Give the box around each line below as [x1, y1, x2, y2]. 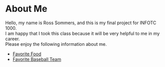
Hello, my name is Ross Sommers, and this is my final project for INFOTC [5, 20, 156, 26]
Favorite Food [12, 51, 41, 57]
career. [5, 36, 20, 42]
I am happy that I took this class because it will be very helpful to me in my [5, 30, 160, 36]
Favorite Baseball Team [12, 56, 62, 62]
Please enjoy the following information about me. [5, 41, 107, 47]
